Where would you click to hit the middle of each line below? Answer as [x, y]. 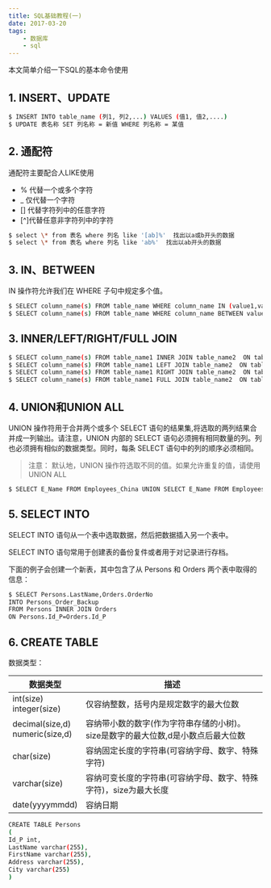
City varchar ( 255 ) [39, 870]
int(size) [28, 698]
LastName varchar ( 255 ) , [48, 847]
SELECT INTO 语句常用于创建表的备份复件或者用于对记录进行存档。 [121, 552]
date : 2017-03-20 [38, 23]
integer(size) [37, 709]
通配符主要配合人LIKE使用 [51, 172]
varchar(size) [38, 783]
